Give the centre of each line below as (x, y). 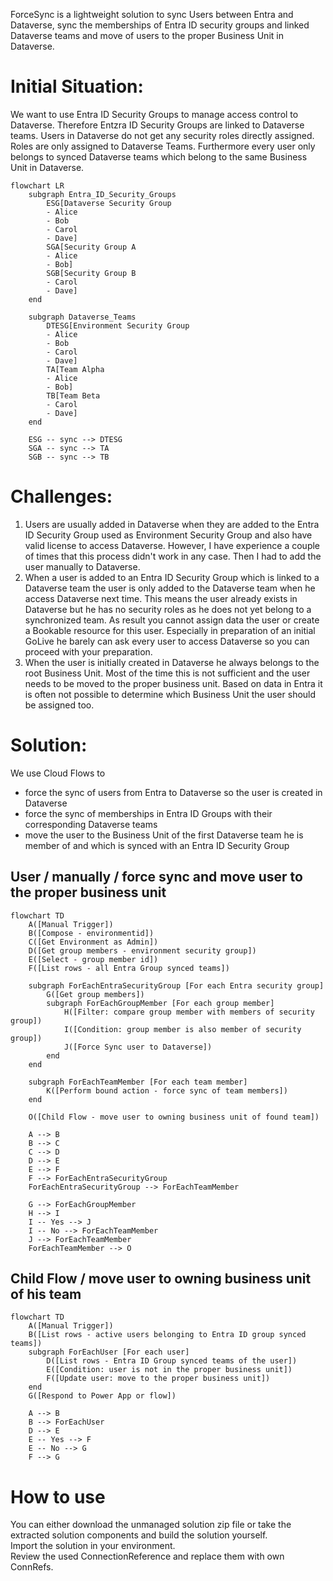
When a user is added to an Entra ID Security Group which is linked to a (172, 577)
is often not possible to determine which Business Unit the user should (170, 694)
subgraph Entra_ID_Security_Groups (102, 194)
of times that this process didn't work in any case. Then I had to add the (173, 556)
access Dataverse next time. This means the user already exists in (161, 598)
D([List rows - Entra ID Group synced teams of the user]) (172, 1361)
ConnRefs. (32, 1567)
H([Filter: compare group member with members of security (189, 1012)
